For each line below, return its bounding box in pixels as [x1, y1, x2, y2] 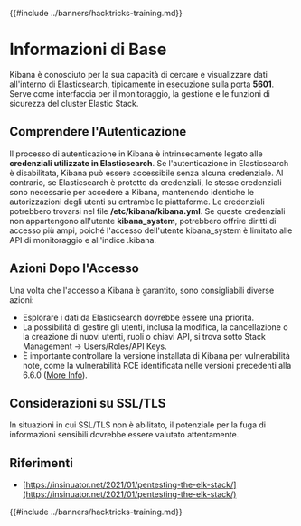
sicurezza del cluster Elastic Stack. [9, 98, 139, 108]
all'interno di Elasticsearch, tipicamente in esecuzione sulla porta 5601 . [9, 79, 275, 89]
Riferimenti [9, 456, 74, 471]
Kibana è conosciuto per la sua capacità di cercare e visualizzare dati [9, 69, 268, 80]
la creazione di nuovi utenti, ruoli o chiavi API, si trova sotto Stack [22, 331, 267, 342]
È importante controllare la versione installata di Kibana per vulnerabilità [22, 350, 291, 361]
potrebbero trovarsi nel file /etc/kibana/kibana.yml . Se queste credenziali [9, 205, 286, 216]
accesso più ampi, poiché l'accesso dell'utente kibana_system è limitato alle [9, 225, 293, 236]
